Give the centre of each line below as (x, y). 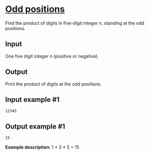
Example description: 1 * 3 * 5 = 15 (42, 147)
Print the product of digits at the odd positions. (53, 84)
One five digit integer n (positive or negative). (52, 56)
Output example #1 (35, 126)
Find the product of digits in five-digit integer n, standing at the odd (75, 23)
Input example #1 (32, 99)
